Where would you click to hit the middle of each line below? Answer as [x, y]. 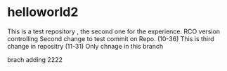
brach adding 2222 [35, 59]
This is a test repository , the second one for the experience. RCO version [113, 31]
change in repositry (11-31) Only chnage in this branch [85, 46]
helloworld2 [43, 12]
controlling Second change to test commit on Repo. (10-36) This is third [111, 38]
